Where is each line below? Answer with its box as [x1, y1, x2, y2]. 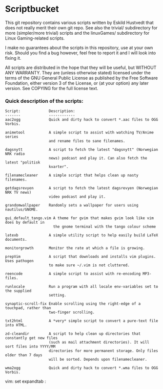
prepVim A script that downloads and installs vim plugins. [5, 254, 156, 259]
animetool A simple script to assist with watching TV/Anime [5, 130, 154, 135]
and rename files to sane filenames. [48, 138, 125, 144]
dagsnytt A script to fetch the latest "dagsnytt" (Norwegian [5, 147, 159, 152]
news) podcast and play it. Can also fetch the [48, 156, 147, 161]
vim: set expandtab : [5, 378, 46, 385]
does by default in [5, 220, 45, 225]
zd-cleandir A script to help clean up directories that [5, 331, 141, 336]
